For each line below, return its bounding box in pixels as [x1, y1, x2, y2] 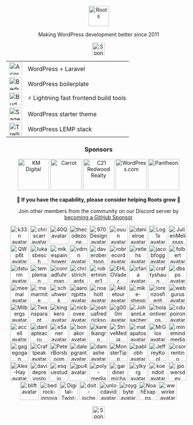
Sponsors [84, 145, 113, 153]
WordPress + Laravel [28, 65, 85, 73]
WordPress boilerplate [28, 79, 89, 88]
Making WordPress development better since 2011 [38, 31, 160, 38]
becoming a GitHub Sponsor [64, 214, 133, 221]
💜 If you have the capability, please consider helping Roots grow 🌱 [16, 196, 181, 203]
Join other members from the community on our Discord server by [18, 208, 179, 215]
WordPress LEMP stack [28, 125, 92, 133]
